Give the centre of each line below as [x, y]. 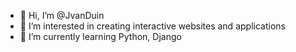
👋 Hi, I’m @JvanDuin [62, 15]
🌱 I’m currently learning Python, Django [100, 36]
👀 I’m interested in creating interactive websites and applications [152, 26]
